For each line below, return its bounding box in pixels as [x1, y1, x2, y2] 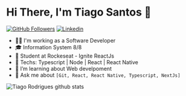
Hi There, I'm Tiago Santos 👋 [6, 5, 152, 19]
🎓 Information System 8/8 [14, 43, 82, 50]
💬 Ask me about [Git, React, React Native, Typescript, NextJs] [14, 71, 181, 79]
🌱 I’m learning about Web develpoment [14, 65, 112, 72]
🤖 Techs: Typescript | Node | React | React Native [14, 58, 139, 65]
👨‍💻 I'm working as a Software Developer [14, 37, 116, 44]
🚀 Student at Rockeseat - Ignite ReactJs [14, 52, 115, 59]
